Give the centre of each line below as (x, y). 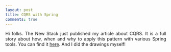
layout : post (19, 10)
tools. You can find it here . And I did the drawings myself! (66, 44)
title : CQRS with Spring (32, 15)
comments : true (21, 19)
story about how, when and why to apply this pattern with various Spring (86, 39)
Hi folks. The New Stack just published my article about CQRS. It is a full (86, 34)
